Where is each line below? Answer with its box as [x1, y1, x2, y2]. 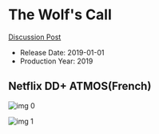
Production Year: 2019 [19, 56, 93, 66]
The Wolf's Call [8, 6, 112, 24]
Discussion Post [8, 32, 62, 42]
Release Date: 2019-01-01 [19, 47, 105, 57]
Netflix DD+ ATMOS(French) [8, 79, 152, 93]
